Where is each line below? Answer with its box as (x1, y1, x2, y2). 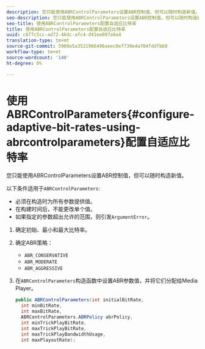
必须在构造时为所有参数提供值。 (15, 198, 96, 205)
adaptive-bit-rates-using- (6, 120, 141, 134)
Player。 (15, 285, 37, 292)
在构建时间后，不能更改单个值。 (15, 206, 96, 213)
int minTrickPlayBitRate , (21, 320, 87, 326)
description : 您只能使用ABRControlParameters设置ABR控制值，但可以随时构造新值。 (6, 9, 200, 15)
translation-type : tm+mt (6, 37, 70, 43)
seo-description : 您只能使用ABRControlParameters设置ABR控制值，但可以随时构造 (6, 15, 198, 21)
